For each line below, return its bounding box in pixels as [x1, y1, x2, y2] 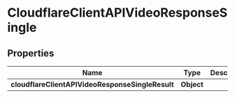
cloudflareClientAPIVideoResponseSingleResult [10, 80, 174, 89]
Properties [7, 47, 55, 59]
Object [180, 80, 204, 89]
